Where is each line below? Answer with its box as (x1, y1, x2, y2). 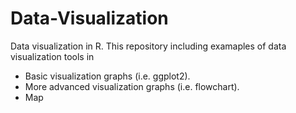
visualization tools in (10, 50, 95, 62)
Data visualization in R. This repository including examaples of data (10, 40, 287, 52)
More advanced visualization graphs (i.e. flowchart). (24, 80, 240, 92)
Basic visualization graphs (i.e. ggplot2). (24, 70, 191, 82)
